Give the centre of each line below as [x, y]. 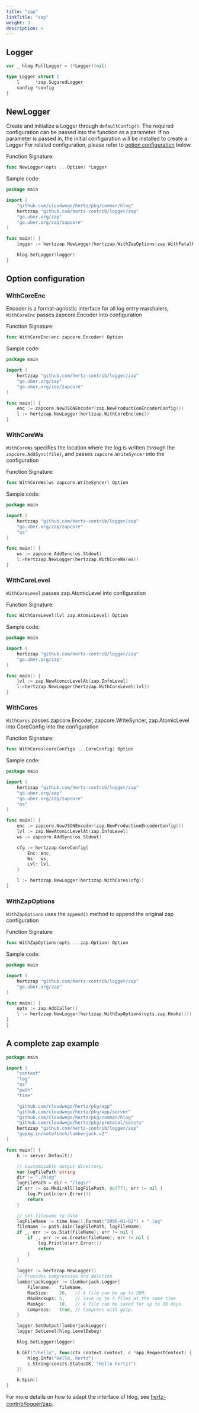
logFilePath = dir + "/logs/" [54, 1183]
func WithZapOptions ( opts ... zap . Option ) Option [67, 943]
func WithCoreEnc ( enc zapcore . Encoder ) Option [65, 337]
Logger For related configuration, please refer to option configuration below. [99, 145]
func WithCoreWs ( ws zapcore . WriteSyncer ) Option [67, 483]
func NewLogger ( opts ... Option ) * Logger [57, 167]
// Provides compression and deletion [65, 1276]
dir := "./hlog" [37, 1177]
